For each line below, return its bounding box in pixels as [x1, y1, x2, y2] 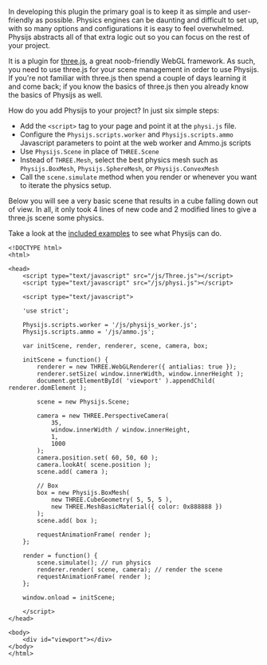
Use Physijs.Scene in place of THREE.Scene [19, 147, 159, 156]
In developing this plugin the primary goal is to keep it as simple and [8, 7, 232, 16]
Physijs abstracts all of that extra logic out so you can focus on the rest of [8, 32, 250, 42]
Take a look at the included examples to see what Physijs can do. [8, 229, 222, 238]
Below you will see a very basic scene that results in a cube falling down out [8, 196, 258, 205]
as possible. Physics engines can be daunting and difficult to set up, [35, 15, 259, 25]
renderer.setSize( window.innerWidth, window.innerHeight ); [37, 370, 245, 378]
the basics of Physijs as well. [8, 90, 103, 99]
